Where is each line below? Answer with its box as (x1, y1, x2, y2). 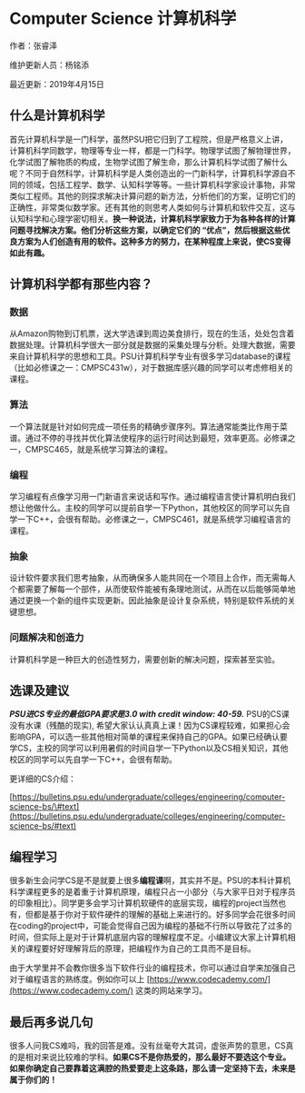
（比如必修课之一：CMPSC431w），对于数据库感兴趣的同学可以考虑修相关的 (9, 363, 293, 373)
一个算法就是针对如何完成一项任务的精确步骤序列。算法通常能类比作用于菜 (9, 421, 288, 432)
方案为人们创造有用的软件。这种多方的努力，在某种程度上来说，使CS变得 (16, 235, 291, 246)
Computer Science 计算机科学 (9, 8, 237, 29)
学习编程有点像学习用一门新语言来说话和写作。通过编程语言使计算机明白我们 (9, 492, 296, 502)
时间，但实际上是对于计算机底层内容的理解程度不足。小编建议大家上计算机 (9, 932, 288, 943)
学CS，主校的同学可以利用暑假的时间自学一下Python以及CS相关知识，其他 (9, 742, 289, 754)
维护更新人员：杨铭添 (9, 59, 89, 70)
